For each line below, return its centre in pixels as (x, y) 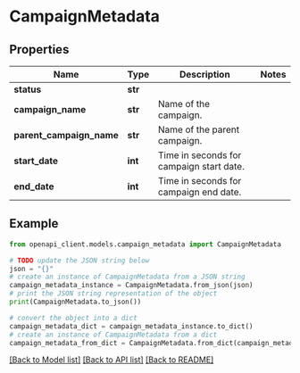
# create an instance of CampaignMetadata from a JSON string (127, 277)
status (28, 89)
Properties (39, 50)
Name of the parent (199, 129)
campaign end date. (200, 192)
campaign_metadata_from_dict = (67, 343)
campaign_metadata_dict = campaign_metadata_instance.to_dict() (131, 326)
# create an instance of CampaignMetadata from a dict (113, 335)
